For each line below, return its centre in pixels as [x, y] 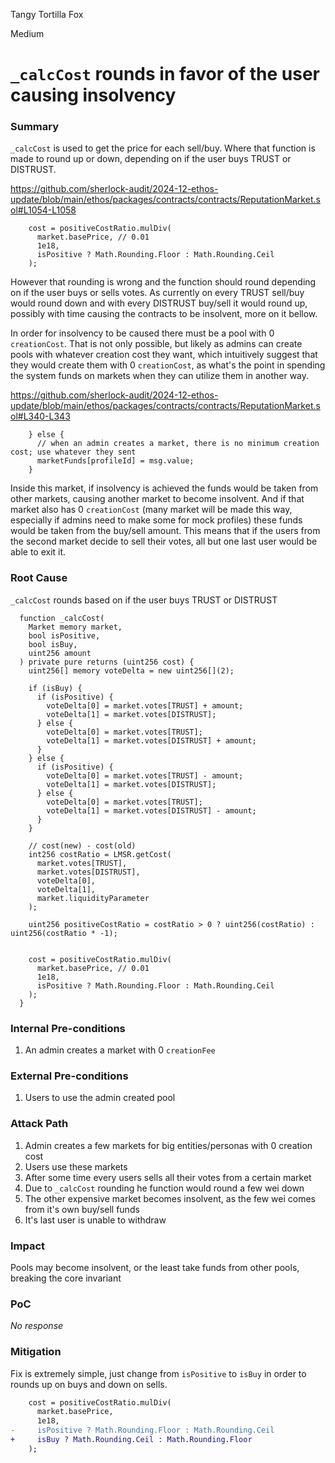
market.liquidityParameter [93, 898]
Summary [35, 127]
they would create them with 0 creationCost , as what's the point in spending [168, 365]
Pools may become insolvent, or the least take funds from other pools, [155, 1267]
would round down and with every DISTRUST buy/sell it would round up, [159, 303]
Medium [27, 33]
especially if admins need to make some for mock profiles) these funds [156, 520]
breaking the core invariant [66, 1278]
